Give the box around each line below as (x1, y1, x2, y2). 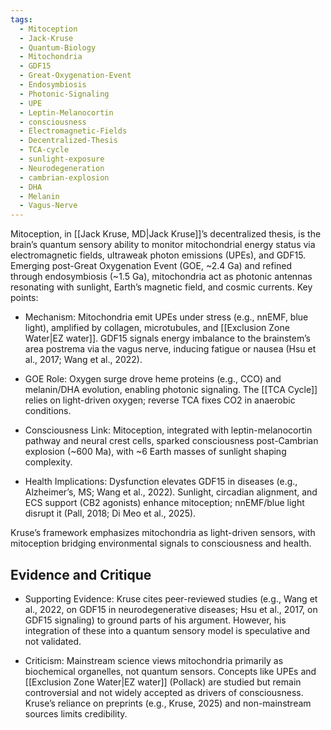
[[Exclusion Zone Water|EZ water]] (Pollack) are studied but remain (24, 676, 302, 688)
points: (10, 292, 39, 304)
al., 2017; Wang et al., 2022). (24, 354, 143, 366)
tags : (10, 14, 33, 25)
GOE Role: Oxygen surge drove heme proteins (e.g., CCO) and (24, 373, 282, 385)
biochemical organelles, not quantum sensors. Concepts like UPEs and (24, 665, 317, 677)
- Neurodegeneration (19, 163, 105, 173)
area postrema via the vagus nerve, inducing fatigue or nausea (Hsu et (24, 343, 317, 355)
